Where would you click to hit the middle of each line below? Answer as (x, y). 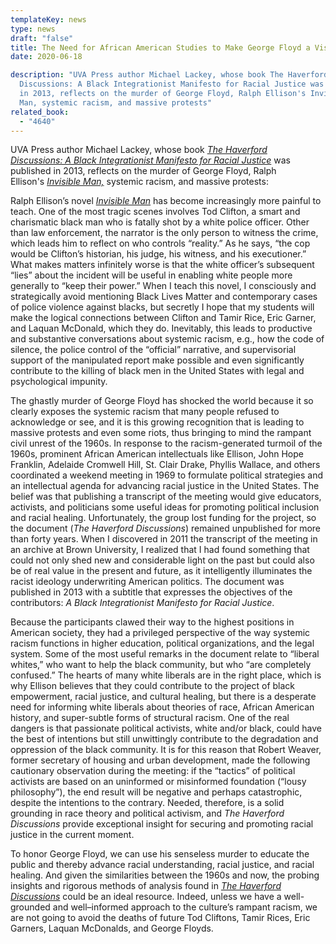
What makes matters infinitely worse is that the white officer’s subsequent (162, 265)
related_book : (40, 112)
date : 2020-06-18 (46, 57)
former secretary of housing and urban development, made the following (160, 760)
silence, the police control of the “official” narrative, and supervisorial (153, 350)
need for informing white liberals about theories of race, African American (162, 707)
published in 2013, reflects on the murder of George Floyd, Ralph (143, 171)
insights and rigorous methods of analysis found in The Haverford (146, 886)
